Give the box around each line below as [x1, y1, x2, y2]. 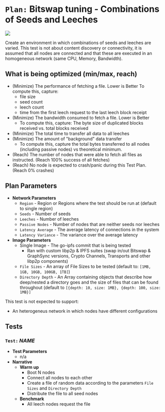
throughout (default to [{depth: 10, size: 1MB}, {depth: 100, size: [19, 284, 161, 291]
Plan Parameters [5, 182, 57, 190]
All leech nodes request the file [27, 401, 90, 407]
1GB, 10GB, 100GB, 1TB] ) [19, 269, 71, 275]
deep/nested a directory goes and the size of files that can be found [19, 279, 159, 285]
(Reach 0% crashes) [12, 167, 54, 173]
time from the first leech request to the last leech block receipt [19, 109, 147, 115]
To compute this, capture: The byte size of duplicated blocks [19, 120, 144, 126]
